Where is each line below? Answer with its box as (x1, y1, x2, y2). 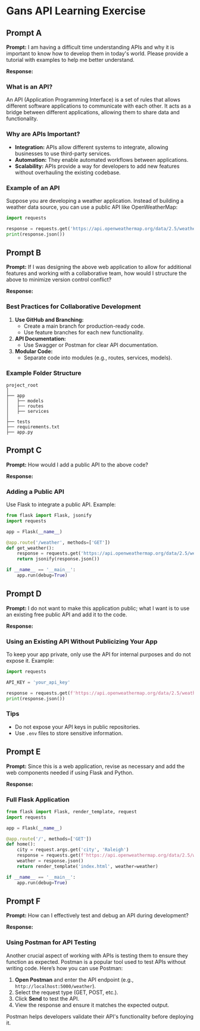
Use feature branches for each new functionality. (23, 328, 144, 336)
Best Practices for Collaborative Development (6, 302, 141, 311)
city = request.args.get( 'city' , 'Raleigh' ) (17, 847, 129, 853)
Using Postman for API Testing (6, 938, 96, 947)
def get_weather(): (6, 545, 55, 551)
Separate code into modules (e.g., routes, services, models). (23, 354, 173, 361)
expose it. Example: (6, 657, 55, 665)
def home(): (6, 841, 36, 847)
